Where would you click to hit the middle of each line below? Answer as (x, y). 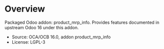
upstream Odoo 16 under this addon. (42, 27)
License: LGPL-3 (28, 42)
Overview (25, 9)
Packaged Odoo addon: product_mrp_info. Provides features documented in (82, 22)
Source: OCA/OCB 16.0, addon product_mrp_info (61, 37)
